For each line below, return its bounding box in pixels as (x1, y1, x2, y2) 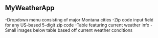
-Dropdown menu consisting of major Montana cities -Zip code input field (5, 17, 154, 22)
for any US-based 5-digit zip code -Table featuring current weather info (5, 22, 150, 28)
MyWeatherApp (5, 4, 55, 12)
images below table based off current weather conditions (17, 27, 133, 33)
